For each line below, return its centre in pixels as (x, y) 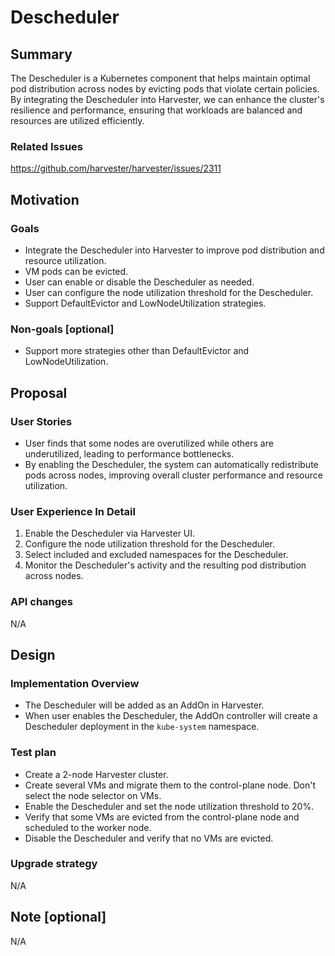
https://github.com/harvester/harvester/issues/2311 (116, 168)
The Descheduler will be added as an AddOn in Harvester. (144, 705)
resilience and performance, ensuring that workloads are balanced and (156, 110)
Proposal (39, 392)
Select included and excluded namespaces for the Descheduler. (156, 555)
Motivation (45, 199)
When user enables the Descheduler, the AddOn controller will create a (171, 716)
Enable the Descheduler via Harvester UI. (110, 533)
